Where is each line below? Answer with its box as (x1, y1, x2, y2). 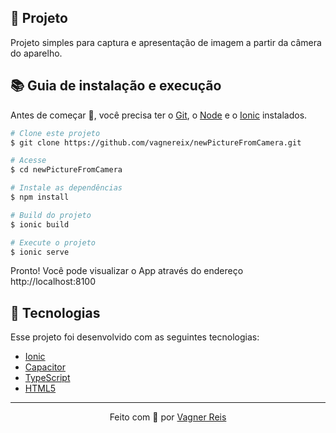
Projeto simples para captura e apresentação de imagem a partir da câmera (10, 36, 322, 48)
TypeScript (24, 372, 71, 384)
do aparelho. (10, 47, 63, 59)
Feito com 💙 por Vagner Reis (109, 411, 227, 423)
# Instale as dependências (10, 183, 123, 193)
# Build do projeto (10, 210, 92, 220)
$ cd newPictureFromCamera (10, 165, 123, 175)
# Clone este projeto (10, 128, 101, 138)
